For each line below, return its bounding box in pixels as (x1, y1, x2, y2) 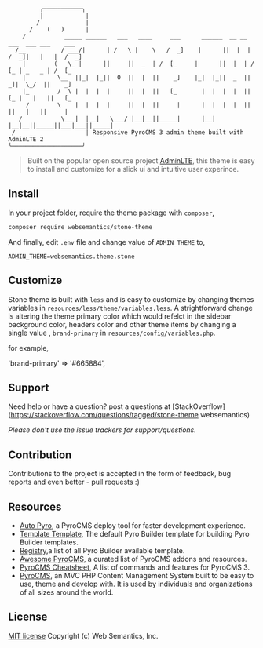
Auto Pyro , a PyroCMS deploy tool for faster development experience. (19, 520, 246, 530)
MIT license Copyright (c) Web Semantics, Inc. (8, 631, 159, 640)
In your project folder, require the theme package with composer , (8, 208, 214, 217)
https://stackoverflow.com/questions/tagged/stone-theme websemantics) (10, 410, 250, 420)
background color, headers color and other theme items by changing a (8, 319, 237, 329)
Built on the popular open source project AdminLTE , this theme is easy (27, 156, 255, 166)
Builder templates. (19, 537, 79, 547)
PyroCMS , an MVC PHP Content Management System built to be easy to (19, 570, 254, 580)
